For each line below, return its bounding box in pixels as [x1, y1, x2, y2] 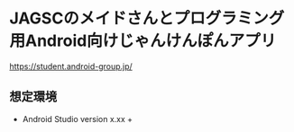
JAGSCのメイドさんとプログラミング [9, 8, 285, 29]
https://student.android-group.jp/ [9, 60, 133, 72]
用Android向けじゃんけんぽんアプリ [9, 31, 277, 51]
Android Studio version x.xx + [22, 113, 133, 124]
